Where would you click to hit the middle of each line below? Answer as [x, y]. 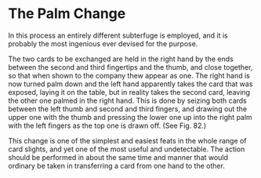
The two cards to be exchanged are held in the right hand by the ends [121, 59]
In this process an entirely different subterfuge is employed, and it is [118, 35]
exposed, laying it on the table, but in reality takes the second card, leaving [129, 92]
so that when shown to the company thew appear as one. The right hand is [129, 75]
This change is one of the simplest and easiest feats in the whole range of [127, 140]
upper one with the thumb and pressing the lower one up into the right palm [130, 117]
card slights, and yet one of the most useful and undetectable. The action [127, 149]
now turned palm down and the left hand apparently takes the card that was [130, 84]
